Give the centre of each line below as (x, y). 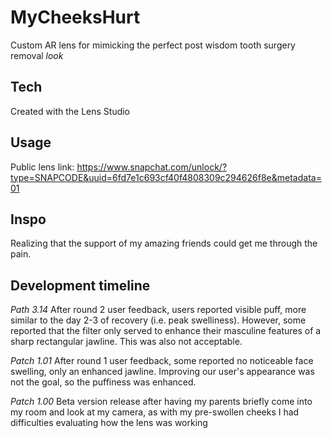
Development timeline (80, 285)
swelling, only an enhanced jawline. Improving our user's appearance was (162, 372)
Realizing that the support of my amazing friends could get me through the (164, 243)
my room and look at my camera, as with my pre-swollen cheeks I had (155, 412)
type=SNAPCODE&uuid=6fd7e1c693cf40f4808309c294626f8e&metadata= (166, 177)
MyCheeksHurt (75, 17)
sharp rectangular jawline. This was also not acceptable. (126, 342)
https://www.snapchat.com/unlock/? (152, 167)
